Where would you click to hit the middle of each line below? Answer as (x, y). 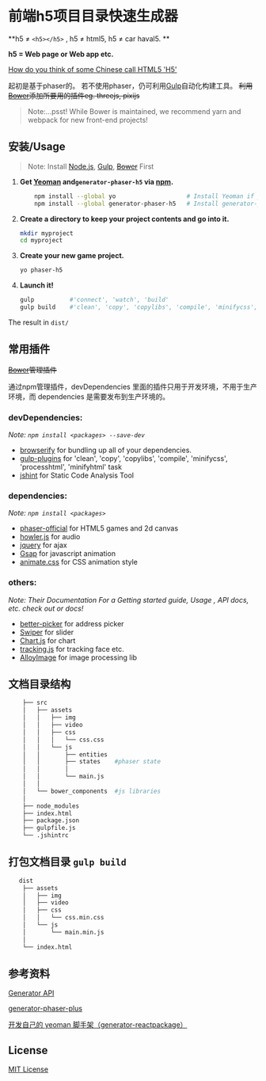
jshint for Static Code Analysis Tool (77, 475)
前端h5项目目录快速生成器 (93, 16)
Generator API (31, 993)
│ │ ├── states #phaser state (91, 762)
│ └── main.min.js (63, 932)
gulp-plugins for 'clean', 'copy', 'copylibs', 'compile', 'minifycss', (123, 458)
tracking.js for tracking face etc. (72, 649)
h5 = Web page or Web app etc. (61, 54)
